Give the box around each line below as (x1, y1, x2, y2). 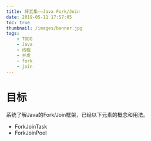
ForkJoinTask (14, 123, 48, 130)
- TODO (16, 36, 33, 42)
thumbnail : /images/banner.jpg (6, 25, 83, 31)
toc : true (6, 19, 31, 25)
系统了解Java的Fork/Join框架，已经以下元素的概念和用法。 (6, 112, 149, 119)
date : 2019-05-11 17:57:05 (6, 14, 72, 20)
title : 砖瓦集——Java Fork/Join (6, 8, 80, 15)
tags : (6, 31, 19, 37)
